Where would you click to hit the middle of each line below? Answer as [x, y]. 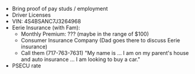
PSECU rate [26, 66]
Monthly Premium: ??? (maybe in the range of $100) [85, 34]
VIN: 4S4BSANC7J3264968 [46, 21]
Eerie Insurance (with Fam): [46, 27]
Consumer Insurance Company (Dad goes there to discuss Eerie [100, 40]
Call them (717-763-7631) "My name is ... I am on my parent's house [105, 53]
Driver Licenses [31, 15]
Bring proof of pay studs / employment [60, 9]
